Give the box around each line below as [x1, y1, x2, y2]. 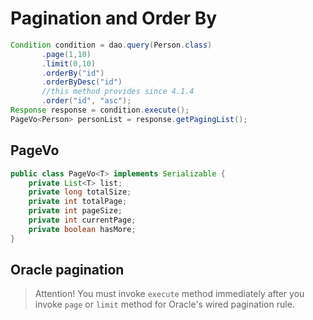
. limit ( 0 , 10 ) [41, 58, 97, 69]
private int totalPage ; [28, 197, 128, 207]
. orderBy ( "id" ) [41, 68, 105, 78]
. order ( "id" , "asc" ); [41, 96, 132, 106]
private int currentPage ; [28, 215, 137, 225]
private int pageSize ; [28, 206, 123, 216]
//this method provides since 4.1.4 [41, 87, 195, 97]
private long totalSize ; [28, 187, 132, 197]
